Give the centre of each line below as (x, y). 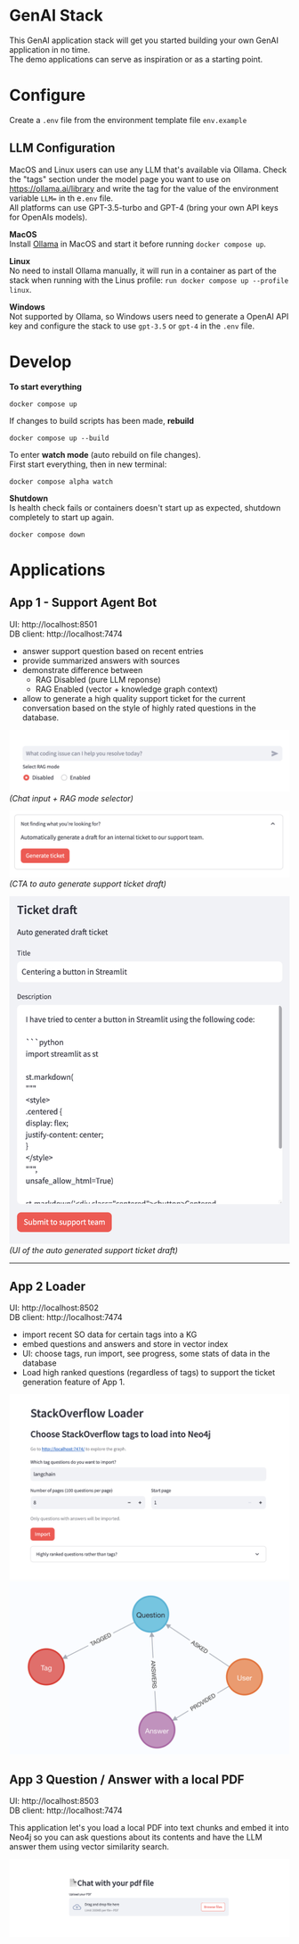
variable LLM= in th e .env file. (61, 198)
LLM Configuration (62, 148)
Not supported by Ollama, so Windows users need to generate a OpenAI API (149, 316)
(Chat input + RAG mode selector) (71, 798)
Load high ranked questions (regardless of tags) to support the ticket (149, 1373)
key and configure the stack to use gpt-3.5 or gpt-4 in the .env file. (132, 326)
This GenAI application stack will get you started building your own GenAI (144, 40)
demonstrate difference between (82, 669)
